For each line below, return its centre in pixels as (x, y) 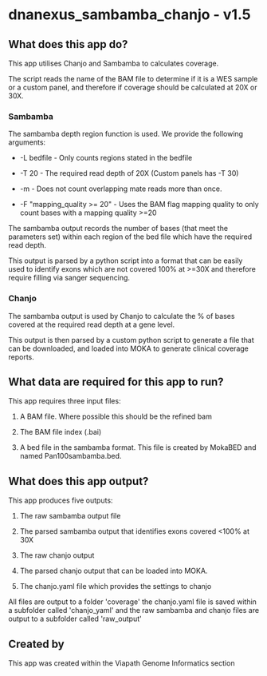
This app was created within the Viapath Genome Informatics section (122, 663)
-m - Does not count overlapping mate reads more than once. (121, 189)
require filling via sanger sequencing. (69, 278)
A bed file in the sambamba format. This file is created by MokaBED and (138, 447)
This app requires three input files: (65, 401)
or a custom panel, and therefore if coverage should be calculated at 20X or (133, 87)
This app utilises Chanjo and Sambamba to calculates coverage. (114, 63)
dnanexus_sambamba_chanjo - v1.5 (130, 15)
